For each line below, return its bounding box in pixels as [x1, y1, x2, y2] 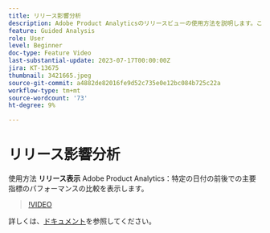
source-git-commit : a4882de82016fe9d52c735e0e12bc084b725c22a [8, 79, 221, 87]
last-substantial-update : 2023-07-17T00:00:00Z [8, 57, 171, 65]
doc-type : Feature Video [8, 49, 92, 57]
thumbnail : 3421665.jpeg [8, 72, 92, 80]
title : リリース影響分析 [8, 11, 82, 20]
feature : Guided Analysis [8, 27, 95, 35]
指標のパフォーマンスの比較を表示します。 [8, 184, 149, 194]
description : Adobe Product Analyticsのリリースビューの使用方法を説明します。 [8, 19, 257, 27]
